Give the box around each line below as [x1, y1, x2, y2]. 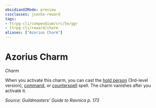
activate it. [5, 87, 27, 94]
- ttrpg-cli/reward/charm [5, 26, 58, 31]
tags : [5, 16, 16, 21]
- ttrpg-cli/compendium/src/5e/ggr [5, 21, 78, 26]
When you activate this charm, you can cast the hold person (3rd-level [5, 77, 149, 83]
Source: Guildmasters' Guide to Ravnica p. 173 [5, 97, 99, 103]
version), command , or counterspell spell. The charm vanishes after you [5, 82, 151, 88]
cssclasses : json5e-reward [5, 12, 61, 17]
